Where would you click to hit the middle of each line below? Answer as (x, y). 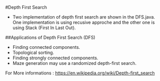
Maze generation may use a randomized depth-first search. (74, 63)
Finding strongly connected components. (55, 58)
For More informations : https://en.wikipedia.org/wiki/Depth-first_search (80, 73)
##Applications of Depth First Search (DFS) (50, 37)
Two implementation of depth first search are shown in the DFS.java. (84, 17)
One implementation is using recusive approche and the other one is (84, 22)
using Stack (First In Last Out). (44, 28)
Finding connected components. (46, 47)
